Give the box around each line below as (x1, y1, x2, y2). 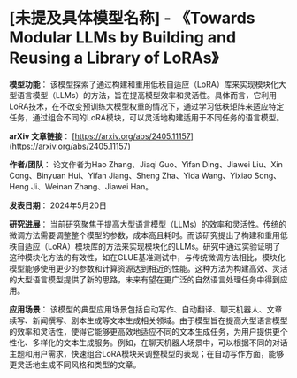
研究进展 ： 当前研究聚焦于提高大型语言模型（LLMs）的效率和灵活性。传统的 (9, 219, 287, 229)
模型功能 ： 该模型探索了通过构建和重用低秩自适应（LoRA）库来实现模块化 (9, 79, 278, 89)
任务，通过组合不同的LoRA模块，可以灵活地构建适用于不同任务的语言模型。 (9, 112, 285, 122)
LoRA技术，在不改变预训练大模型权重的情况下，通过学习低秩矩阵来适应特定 (9, 101, 285, 112)
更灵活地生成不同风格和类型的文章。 (9, 359, 141, 370)
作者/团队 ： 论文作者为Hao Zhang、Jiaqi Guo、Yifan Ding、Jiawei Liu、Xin (9, 158, 283, 169)
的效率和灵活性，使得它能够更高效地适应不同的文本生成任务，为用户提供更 (9, 326, 280, 336)
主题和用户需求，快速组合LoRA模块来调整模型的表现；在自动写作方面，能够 (9, 348, 285, 359)
